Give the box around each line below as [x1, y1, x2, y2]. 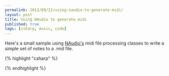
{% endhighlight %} [5, 65, 46, 71]
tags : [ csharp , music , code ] [5, 26, 67, 31]
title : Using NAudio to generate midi [5, 17, 87, 22]
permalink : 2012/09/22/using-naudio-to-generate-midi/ [5, 7, 124, 13]
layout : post [5, 12, 33, 17]
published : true [5, 21, 39, 27]
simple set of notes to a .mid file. [5, 46, 73, 52]
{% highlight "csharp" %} [5, 55, 58, 61]
